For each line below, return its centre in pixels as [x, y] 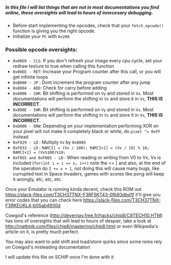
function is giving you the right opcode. [54, 31]
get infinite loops [30, 77]
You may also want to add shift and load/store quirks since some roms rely [84, 242]
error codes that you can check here [44, 200]
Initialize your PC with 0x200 [41, 36]
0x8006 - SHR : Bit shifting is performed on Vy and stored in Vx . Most [83, 93]
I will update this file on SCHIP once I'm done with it [59, 257]
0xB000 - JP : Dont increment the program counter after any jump [81, 82]
